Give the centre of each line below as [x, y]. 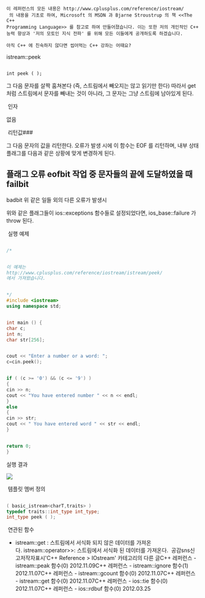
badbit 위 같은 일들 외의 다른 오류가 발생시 [57, 200]
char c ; [16, 328]
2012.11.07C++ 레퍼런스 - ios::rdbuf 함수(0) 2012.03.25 [83, 589]
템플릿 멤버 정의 [27, 489]
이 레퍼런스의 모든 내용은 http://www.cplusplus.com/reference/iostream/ [95, 9]
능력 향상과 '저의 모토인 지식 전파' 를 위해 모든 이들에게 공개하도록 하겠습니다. [95, 34]
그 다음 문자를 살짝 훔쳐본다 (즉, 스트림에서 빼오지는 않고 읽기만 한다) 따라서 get [101, 86]
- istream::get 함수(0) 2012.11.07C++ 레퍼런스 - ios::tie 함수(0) [91, 581]
